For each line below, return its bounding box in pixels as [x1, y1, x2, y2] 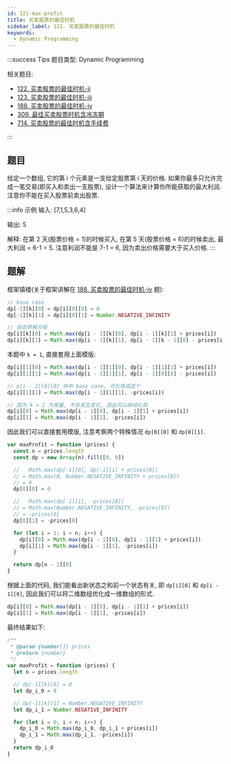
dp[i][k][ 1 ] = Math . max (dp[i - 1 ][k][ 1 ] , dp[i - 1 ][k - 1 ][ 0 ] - [7, 337, 195, 344]
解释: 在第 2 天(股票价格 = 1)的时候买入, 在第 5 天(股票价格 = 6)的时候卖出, [7, 234, 217, 243]
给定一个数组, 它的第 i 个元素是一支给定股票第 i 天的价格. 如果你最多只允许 [7, 173, 217, 182]
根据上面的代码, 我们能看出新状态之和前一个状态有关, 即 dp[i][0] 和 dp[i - [7, 581, 219, 589]
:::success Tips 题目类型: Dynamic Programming [7, 56, 144, 64]
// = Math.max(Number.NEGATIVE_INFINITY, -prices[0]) [13, 505, 170, 512]
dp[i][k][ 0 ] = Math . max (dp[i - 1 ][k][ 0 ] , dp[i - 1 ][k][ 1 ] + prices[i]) [7, 331, 217, 338]
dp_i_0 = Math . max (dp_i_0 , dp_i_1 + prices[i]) [19, 725, 158, 732]
